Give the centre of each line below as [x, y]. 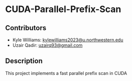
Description [24, 61]
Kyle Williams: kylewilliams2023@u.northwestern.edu [68, 40]
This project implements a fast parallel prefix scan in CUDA [66, 73]
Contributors [26, 28]
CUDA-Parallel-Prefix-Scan [63, 9]
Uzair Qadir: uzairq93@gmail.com [47, 45]
